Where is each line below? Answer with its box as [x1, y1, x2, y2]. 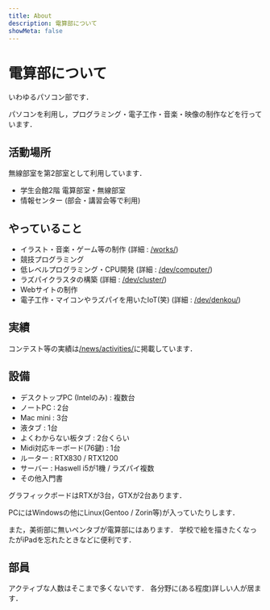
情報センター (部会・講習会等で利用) [19, 195, 141, 206]
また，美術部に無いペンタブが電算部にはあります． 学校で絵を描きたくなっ [8, 524, 258, 534]
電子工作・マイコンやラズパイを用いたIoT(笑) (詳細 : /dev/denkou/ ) [19, 295, 242, 304]
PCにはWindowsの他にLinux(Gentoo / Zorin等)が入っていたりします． [8, 508, 239, 517]
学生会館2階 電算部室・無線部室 [19, 186, 127, 195]
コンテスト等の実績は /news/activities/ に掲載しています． [8, 344, 197, 353]
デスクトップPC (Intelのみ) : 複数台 [19, 392, 135, 402]
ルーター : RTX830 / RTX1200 [19, 453, 118, 462]
